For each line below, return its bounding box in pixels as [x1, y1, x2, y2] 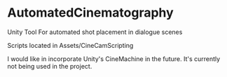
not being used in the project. [7, 62, 92, 70]
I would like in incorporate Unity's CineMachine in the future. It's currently [7, 54, 221, 63]
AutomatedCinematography [7, 5, 174, 21]
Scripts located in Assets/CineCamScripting [7, 41, 134, 49]
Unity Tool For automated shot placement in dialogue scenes [7, 28, 183, 36]
